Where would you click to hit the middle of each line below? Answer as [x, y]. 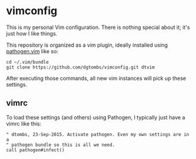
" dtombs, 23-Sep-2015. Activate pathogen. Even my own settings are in [98, 134]
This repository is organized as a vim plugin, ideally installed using [87, 45]
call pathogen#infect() [36, 150]
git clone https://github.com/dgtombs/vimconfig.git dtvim [81, 67]
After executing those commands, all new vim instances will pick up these [96, 78]
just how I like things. [32, 33]
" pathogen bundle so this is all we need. [61, 145]
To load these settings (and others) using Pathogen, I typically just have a [96, 117]
